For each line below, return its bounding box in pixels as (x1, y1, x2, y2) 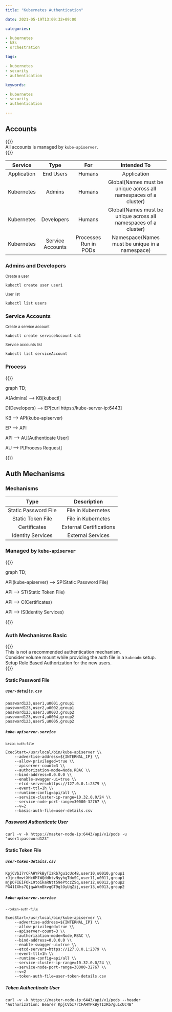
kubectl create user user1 (5, 283, 63, 288)
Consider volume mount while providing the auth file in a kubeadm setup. (5, 654, 156, 660)
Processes (76, 233, 101, 241)
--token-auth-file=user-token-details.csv (14, 974, 106, 979)
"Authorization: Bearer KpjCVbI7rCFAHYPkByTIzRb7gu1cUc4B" (5, 1002, 134, 1007)
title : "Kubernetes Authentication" (5, 7, 83, 13)
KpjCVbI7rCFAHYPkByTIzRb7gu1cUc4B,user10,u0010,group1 (5, 871, 125, 876)
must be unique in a (112, 240, 160, 247)
